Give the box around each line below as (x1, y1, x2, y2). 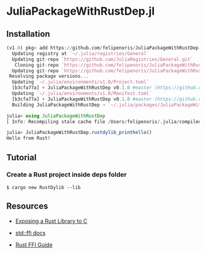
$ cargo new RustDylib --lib (6, 184, 81, 190)
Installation (6, 29, 50, 39)
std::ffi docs (15, 229, 46, 236)
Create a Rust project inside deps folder (6, 170, 127, 179)
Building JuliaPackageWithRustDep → (12, 102, 105, 108)
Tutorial (6, 152, 37, 163)
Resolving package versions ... (9, 73, 89, 80)
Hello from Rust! (6, 135, 51, 141)
